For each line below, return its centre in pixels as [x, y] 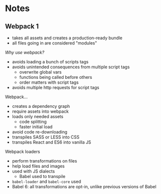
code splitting [33, 122]
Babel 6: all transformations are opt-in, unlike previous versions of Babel [84, 187]
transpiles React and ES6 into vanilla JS [51, 142]
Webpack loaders [23, 151]
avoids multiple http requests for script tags [56, 87]
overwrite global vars [40, 72]
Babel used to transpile [42, 176]
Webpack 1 [22, 26]
